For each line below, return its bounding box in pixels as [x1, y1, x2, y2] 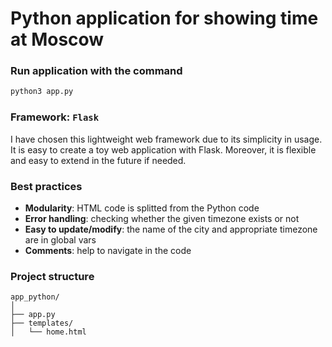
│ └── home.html [10, 327, 87, 337]
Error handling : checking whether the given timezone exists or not [24, 212, 300, 224]
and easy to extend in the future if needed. [10, 154, 187, 166]
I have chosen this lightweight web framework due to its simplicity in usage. [10, 133, 323, 145]
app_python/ [10, 292, 60, 302]
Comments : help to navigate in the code [24, 244, 192, 256]
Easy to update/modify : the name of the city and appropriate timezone [24, 223, 318, 235]
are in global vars [24, 233, 97, 246]
